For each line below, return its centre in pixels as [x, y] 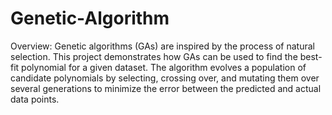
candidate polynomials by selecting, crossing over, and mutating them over [165, 78]
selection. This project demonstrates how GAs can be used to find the [154, 56]
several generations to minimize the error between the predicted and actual [166, 88]
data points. [35, 99]
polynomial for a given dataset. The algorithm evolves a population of [164, 67]
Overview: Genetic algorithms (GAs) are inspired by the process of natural [162, 46]
